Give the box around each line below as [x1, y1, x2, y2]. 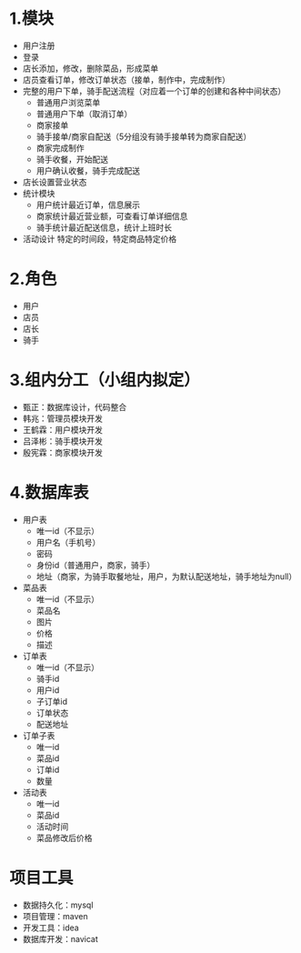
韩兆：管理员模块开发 [22, 413, 103, 424]
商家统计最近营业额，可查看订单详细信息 [35, 210, 188, 221]
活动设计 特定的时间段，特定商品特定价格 [22, 233, 177, 244]
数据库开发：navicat [22, 933, 98, 944]
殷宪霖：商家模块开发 [22, 446, 103, 457]
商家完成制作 [35, 142, 85, 153]
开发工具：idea [22, 922, 79, 933]
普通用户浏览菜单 [35, 96, 101, 107]
